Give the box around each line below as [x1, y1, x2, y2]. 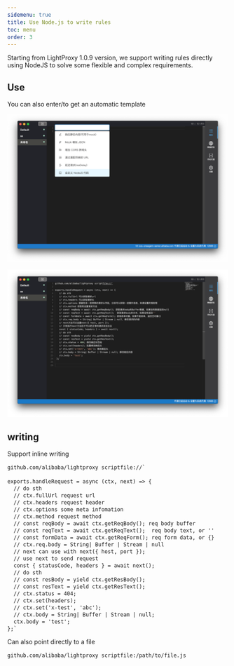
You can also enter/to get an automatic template [7, 100, 146, 109]
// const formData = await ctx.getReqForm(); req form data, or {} [13, 534, 215, 541]
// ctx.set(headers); [13, 597, 77, 604]
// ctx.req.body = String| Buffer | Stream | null [13, 541, 165, 548]
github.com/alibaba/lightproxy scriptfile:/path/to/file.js [7, 652, 187, 659]
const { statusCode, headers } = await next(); [13, 562, 156, 569]
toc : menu [7, 26, 36, 33]
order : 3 [7, 34, 33, 41]
